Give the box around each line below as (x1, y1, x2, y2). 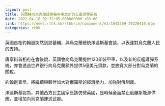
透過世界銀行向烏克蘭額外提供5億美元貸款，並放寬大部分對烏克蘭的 (22, 63, 159, 69)
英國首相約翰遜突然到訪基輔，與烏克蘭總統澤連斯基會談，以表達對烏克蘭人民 (5, 40, 160, 46)
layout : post (5, 7, 32, 12)
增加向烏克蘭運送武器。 (18, 96, 65, 102)
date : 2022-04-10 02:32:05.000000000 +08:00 (5, 16, 98, 21)
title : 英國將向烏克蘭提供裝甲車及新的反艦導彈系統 (5, 12, 97, 17)
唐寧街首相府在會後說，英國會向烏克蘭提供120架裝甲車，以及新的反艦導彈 (5, 56, 155, 62)
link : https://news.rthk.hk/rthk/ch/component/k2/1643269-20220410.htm (5, 21, 155, 26)
